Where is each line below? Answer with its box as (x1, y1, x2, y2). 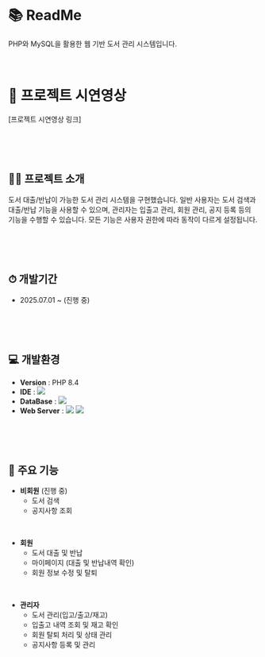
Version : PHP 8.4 (19, 378, 79, 388)
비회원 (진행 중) (19, 486, 68, 496)
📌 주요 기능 (8, 463, 60, 477)
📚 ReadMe (8, 6, 82, 25)
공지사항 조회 (31, 506, 73, 516)
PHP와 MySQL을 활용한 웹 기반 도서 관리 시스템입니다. (8, 39, 177, 48)
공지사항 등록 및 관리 (31, 640, 96, 650)
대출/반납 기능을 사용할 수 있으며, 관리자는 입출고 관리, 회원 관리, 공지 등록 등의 (8, 204, 252, 214)
